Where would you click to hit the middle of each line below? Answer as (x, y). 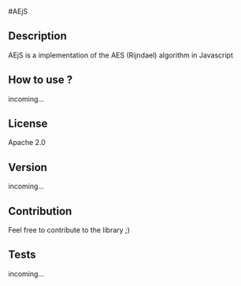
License (28, 124)
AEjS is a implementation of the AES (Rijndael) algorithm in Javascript (121, 55)
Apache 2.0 (27, 143)
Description (37, 36)
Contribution (40, 211)
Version (28, 167)
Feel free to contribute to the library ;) (69, 230)
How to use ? (41, 80)
